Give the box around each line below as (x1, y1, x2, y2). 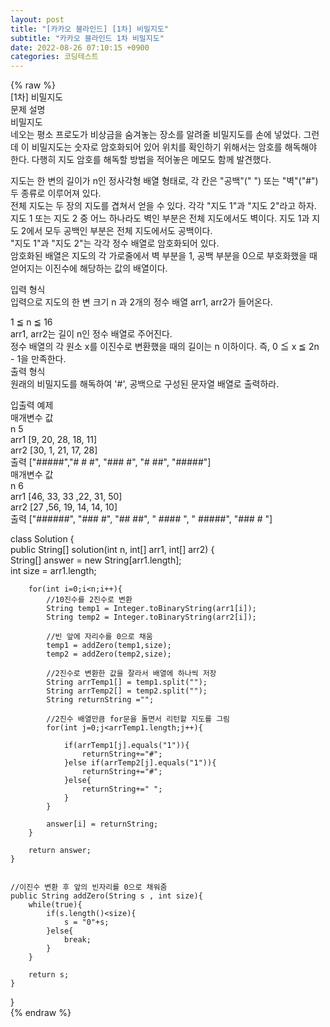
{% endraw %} (10, 1007, 72, 1019)
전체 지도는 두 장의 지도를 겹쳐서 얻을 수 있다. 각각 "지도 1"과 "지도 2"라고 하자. (10, 200, 317, 212)
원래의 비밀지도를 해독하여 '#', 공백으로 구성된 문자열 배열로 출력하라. (10, 378, 280, 390)
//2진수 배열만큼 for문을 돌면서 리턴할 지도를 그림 (46, 714, 231, 725)
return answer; (28, 846, 92, 856)
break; (63, 935, 92, 945)
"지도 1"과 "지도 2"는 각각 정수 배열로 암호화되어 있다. (10, 237, 220, 250)
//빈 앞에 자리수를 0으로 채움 (46, 632, 153, 642)
